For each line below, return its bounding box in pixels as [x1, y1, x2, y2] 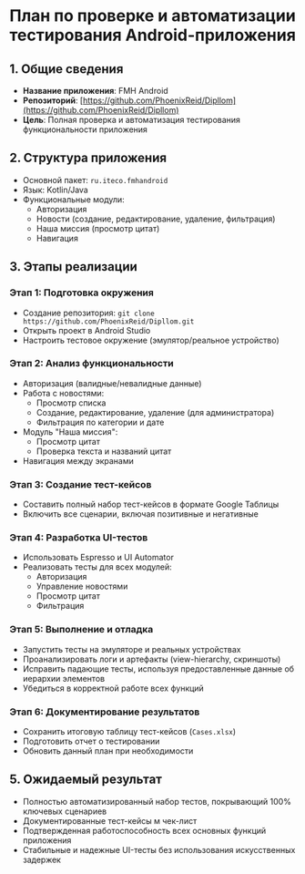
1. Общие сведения [9, 61, 124, 77]
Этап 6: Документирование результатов [9, 705, 200, 718]
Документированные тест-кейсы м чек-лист [22, 815, 198, 826]
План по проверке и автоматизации [9, 5, 296, 26]
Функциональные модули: [22, 193, 125, 205]
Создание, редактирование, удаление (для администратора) [36, 406, 275, 417]
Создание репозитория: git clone [22, 307, 155, 318]
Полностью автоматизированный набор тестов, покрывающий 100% [22, 796, 291, 807]
